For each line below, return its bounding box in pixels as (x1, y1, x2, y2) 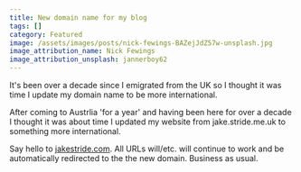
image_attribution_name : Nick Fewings (9, 47, 155, 56)
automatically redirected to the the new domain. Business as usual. (9, 153, 259, 163)
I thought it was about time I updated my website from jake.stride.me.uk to (9, 116, 287, 127)
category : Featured (9, 30, 83, 39)
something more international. (9, 126, 121, 136)
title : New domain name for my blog (9, 13, 147, 23)
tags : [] (9, 22, 42, 31)
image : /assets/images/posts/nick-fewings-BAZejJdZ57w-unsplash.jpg (9, 38, 273, 48)
